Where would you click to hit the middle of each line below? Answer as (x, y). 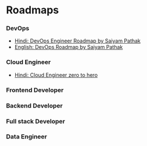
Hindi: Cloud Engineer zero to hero (56, 75)
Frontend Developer (35, 90)
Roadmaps (33, 10)
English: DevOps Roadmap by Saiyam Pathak (69, 47)
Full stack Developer (36, 121)
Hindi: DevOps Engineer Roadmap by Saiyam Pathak (78, 41)
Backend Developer (34, 105)
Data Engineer (27, 137)
